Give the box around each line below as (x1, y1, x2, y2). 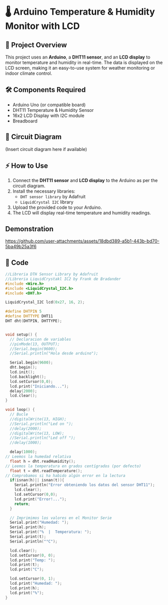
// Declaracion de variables (10, 337, 71, 342)
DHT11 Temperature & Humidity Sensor (12, 107, 94, 113)
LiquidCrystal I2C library (20, 199, 74, 205)
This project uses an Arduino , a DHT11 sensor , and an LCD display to (5, 54, 151, 60)
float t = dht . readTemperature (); (10, 468, 82, 473)
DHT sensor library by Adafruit (20, 194, 86, 200)
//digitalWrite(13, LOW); (10, 431, 65, 436)
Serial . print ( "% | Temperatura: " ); (10, 529, 92, 535)
